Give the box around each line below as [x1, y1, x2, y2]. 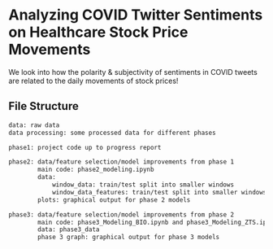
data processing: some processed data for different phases [8, 129, 217, 137]
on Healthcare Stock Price [8, 23, 188, 41]
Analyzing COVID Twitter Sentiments [8, 6, 263, 24]
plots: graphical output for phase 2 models [37, 195, 191, 204]
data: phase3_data [37, 225, 100, 234]
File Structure [8, 99, 79, 113]
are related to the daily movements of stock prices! [8, 76, 179, 85]
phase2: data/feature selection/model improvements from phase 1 [8, 158, 234, 166]
